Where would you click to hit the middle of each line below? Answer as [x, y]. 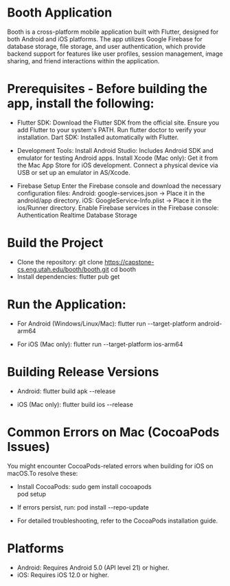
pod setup [32, 494]
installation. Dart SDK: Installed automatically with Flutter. [98, 137]
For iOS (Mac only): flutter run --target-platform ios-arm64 [100, 344]
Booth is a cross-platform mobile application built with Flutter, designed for [113, 32]
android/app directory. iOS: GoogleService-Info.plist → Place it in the [114, 200]
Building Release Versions [83, 372]
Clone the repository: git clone [60, 262]
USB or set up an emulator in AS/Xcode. [73, 172]
